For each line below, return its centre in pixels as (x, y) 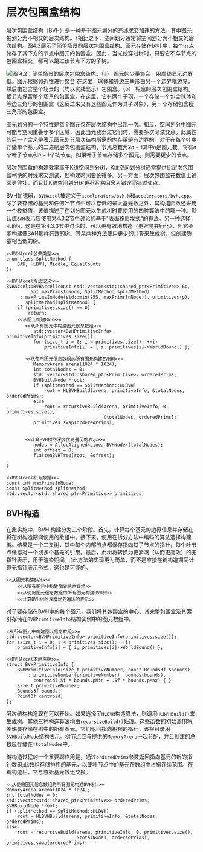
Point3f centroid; (40, 696)
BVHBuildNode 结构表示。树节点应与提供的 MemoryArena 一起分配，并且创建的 (98, 736)
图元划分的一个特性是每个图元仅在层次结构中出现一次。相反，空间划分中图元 (101, 124)
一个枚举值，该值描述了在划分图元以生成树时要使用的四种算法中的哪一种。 (99, 210)
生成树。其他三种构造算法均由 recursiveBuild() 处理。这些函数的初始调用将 (99, 721)
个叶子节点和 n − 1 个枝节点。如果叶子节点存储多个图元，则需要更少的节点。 (99, 155)
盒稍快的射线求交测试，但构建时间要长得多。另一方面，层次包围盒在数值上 (99, 175)
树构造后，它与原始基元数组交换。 (49, 772)
